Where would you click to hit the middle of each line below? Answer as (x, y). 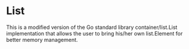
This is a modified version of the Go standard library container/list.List (92, 27)
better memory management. (42, 40)
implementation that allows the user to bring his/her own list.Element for (94, 33)
